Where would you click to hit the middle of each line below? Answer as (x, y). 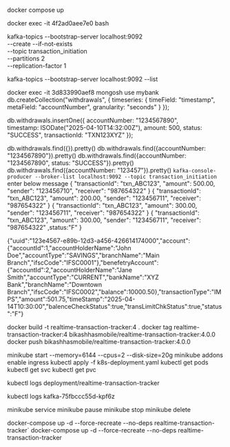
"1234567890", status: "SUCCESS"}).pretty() (71, 163)
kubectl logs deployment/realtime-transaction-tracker (83, 383)
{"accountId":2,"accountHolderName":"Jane (70, 270)
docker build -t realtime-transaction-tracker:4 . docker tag (90, 327)
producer (20, 177)
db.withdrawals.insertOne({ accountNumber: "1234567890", (93, 120)
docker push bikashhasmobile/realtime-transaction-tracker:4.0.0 (99, 342)
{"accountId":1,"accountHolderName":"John (69, 248)
